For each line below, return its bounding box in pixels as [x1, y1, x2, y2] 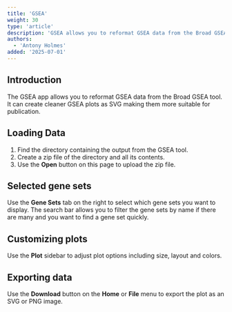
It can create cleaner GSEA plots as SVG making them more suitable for [7, 99, 211, 108]
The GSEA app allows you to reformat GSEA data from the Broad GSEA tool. [7, 92, 223, 101]
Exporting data [7, 271, 72, 283]
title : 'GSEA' [7, 10, 48, 17]
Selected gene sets [7, 180, 92, 192]
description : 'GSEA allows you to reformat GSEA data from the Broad [7, 29, 212, 37]
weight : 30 [7, 17, 39, 23]
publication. [7, 107, 41, 115]
